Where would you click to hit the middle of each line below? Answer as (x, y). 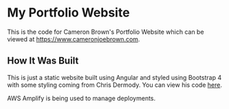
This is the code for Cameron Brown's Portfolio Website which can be (106, 32)
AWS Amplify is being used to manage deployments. (81, 98)
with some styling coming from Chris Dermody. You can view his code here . (115, 85)
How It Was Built (43, 61)
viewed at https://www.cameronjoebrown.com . (74, 39)
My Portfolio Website (68, 13)
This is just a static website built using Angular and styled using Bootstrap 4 (115, 77)
